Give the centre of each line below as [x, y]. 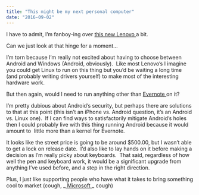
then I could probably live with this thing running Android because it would [97, 124]
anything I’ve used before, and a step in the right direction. [78, 168]
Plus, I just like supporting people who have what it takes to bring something [100, 179]
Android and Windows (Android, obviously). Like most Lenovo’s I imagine [96, 64]
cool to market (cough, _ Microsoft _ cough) [60, 185]
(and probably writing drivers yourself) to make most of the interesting [92, 76]
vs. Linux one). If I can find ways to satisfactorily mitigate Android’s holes [96, 118]
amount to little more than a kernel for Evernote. [66, 131]
